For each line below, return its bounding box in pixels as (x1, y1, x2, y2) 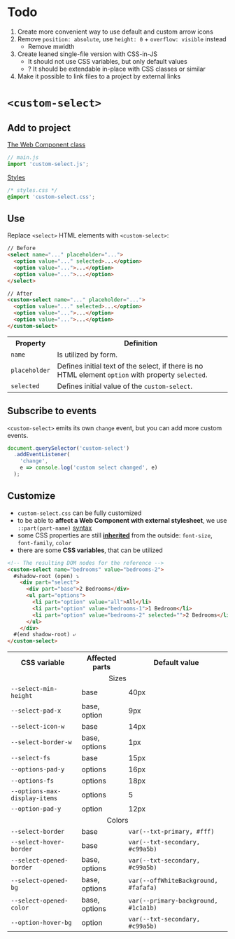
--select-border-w (10, 739, 72, 746)
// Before (7, 245, 36, 252)
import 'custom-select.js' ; (7, 160, 90, 167)
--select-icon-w (10, 722, 65, 731)
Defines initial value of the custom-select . (57, 381, 193, 391)
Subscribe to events (7, 405, 97, 417)
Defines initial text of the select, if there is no (57, 361, 204, 371)
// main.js (7, 153, 39, 161)
